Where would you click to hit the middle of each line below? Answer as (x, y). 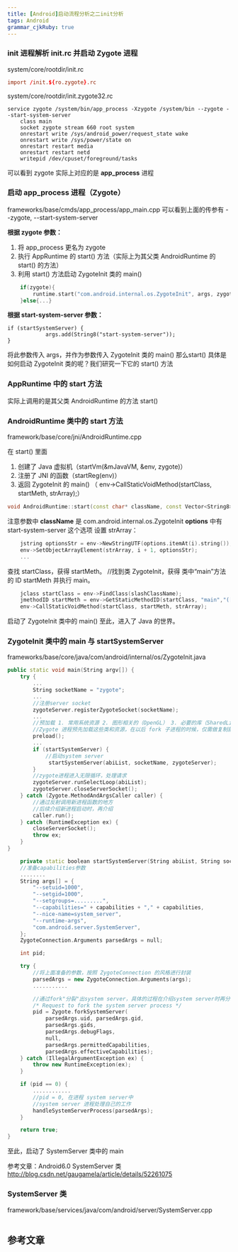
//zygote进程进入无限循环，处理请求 (80, 776)
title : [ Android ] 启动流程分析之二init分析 (66, 14)
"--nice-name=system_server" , (77, 914)
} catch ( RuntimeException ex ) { (69, 822)
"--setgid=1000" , (58, 894)
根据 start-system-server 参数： (56, 315)
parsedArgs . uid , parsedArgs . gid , (94, 1019)
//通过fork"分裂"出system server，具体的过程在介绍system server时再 (129, 998)
